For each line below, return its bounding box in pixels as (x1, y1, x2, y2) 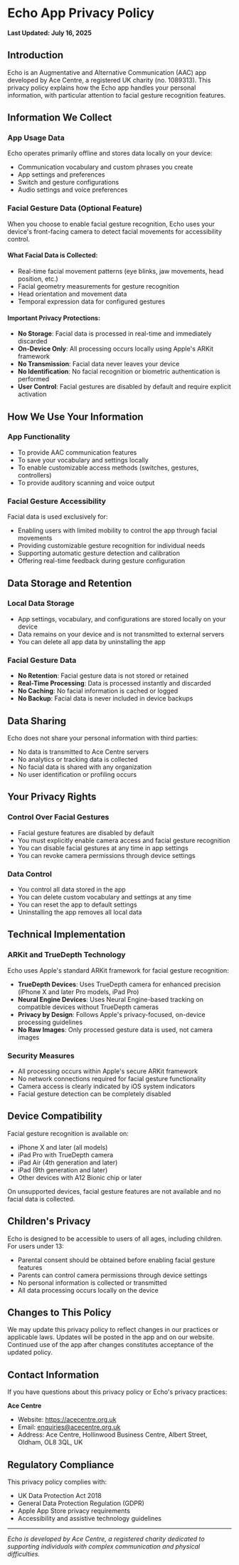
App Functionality (7, 432, 70, 442)
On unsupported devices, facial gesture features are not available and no (7, 1187, 221, 1195)
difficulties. (7, 1549, 41, 1558)
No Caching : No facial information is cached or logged (17, 686, 179, 696)
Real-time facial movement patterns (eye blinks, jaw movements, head (17, 267, 224, 275)
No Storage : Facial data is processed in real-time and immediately (17, 329, 212, 338)
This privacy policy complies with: (7, 1477, 107, 1486)
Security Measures (7, 1050, 75, 1060)
